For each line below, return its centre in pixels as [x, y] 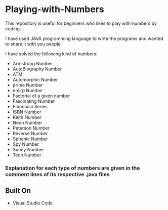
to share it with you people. [34, 44]
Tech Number [27, 155]
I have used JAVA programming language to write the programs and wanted [84, 38]
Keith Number [27, 117]
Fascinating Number [34, 101]
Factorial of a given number [41, 96]
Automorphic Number [35, 79]
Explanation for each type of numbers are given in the [73, 168]
